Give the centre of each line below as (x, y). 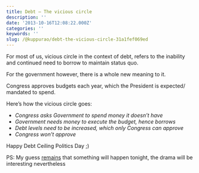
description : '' (26, 17)
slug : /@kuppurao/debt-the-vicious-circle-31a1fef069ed (77, 39)
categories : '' (25, 28)
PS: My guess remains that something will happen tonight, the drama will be (99, 157)
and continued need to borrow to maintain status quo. (72, 63)
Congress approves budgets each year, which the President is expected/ (96, 86)
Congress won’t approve (45, 134)
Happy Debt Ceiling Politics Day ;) (48, 146)
